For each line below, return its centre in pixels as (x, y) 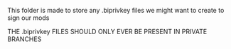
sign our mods (28, 18)
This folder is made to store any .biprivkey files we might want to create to (116, 10)
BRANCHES (25, 39)
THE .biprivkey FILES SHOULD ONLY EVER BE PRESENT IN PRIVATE (107, 32)
